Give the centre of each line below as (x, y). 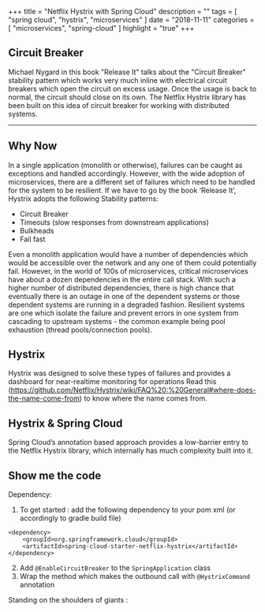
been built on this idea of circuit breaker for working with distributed (119, 105)
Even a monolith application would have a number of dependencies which (128, 254)
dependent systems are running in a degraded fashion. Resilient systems (127, 304)
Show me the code (55, 475)
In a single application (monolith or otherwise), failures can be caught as (125, 165)
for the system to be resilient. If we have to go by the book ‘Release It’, (122, 190)
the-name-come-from (44, 398)
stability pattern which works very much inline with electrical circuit (118, 80)
